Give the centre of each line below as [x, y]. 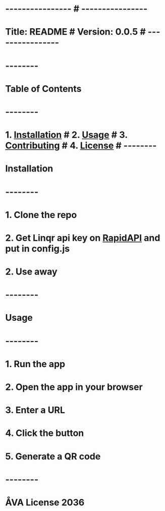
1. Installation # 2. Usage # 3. [66, 135]
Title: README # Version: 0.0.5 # [76, 32]
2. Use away [31, 272]
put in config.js [37, 248]
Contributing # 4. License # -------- [81, 146]
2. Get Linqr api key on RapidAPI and [83, 238]
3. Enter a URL [35, 410]
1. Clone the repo [41, 215]
